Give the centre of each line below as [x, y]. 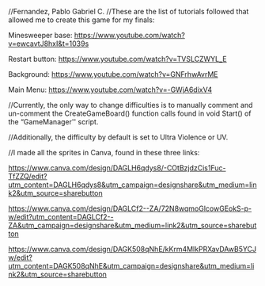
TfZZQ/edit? [28, 176]
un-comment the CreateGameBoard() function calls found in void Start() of [130, 113]
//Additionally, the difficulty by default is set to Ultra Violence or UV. [118, 137]
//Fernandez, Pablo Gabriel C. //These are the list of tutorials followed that [129, 11]
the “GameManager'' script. [53, 122]
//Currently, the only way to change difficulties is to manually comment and [131, 105]
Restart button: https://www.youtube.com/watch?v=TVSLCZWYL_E [117, 59]
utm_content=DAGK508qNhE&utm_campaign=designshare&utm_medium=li [131, 266]
